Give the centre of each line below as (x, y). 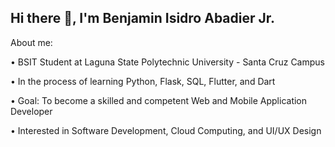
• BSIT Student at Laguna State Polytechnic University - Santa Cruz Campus (167, 62)
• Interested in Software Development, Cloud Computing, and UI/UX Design (166, 130)
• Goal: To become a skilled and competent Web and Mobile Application (159, 100)
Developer (31, 111)
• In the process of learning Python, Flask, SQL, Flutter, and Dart (143, 81)
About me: (31, 42)
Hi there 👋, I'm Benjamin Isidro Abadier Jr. (143, 18)
